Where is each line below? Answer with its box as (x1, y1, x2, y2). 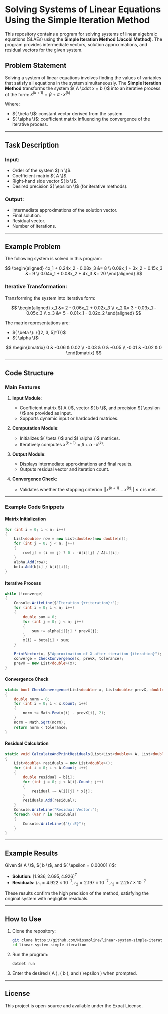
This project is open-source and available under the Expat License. (5, 1002, 143, 1009)
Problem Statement (5, 61, 67, 70)
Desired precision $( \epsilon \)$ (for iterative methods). (12, 183, 128, 189)
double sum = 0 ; (23, 614, 57, 619)
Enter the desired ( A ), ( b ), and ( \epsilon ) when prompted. (12, 970, 137, 976)
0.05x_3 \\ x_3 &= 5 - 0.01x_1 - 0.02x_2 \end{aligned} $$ (26, 310, 141, 316)
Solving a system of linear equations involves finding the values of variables (5, 74, 161, 81)
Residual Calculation (5, 740, 49, 746)
